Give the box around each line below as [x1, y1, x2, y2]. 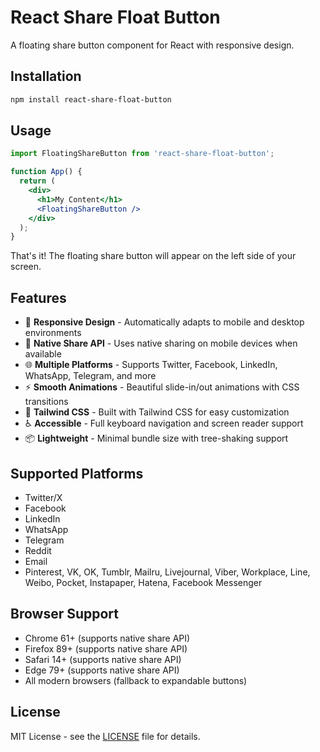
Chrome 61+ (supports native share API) [24, 632, 191, 644]
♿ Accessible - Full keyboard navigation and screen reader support [24, 417, 304, 430]
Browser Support [10, 606, 120, 623]
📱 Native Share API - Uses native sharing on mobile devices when [24, 337, 298, 350]
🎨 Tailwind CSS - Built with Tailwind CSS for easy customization [24, 406, 290, 418]
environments [24, 327, 82, 339]
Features [10, 289, 67, 306]
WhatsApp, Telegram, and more [24, 370, 157, 382]
